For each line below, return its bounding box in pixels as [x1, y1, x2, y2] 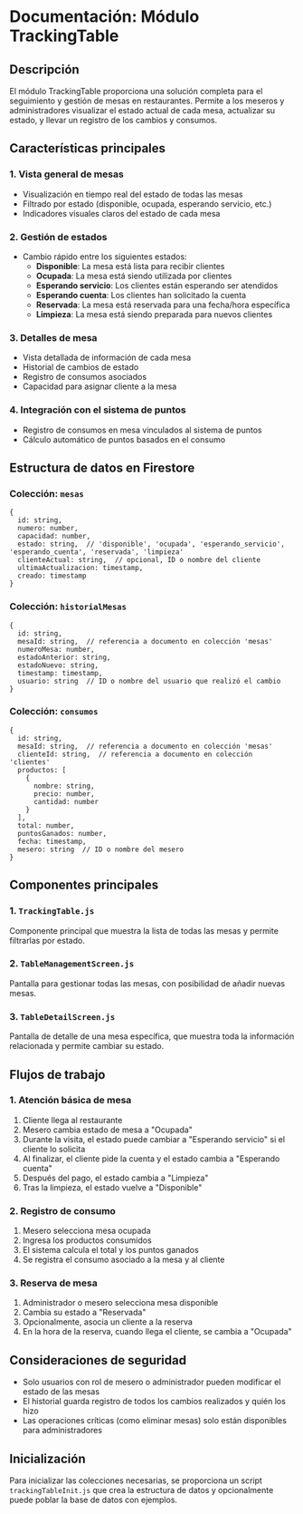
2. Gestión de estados [9, 230, 108, 243]
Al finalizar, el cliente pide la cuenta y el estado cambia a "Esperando [22, 1153, 280, 1164]
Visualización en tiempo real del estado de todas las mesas [22, 189, 243, 199]
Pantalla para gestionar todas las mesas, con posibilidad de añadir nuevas [9, 977, 286, 989]
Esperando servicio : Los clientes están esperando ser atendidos [35, 279, 279, 291]
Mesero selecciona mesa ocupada [22, 1226, 151, 1237]
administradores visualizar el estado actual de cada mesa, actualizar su [9, 105, 276, 115]
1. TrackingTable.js [9, 905, 95, 917]
